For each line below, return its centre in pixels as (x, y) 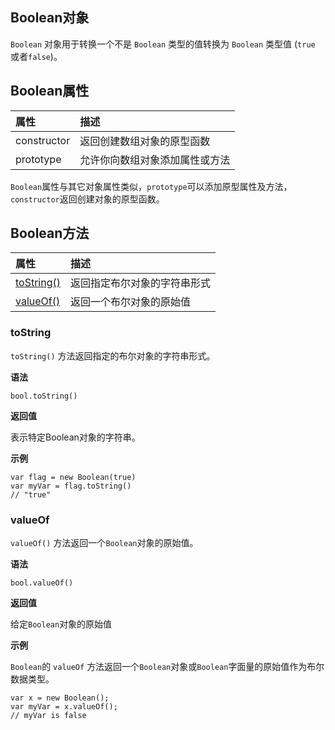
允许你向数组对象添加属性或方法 (155, 160)
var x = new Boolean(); (60, 698)
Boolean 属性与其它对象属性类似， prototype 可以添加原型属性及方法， (151, 186)
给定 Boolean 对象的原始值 (61, 624)
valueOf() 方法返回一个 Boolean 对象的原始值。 (104, 543)
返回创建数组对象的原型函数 (145, 141)
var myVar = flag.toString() (71, 486)
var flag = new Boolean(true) (73, 477)
